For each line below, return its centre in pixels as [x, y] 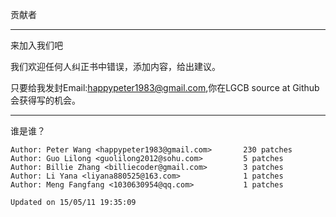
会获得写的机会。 [45, 100]
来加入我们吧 [36, 45]
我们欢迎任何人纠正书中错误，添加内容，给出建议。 [115, 66]
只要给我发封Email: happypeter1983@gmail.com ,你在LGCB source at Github [165, 87]
